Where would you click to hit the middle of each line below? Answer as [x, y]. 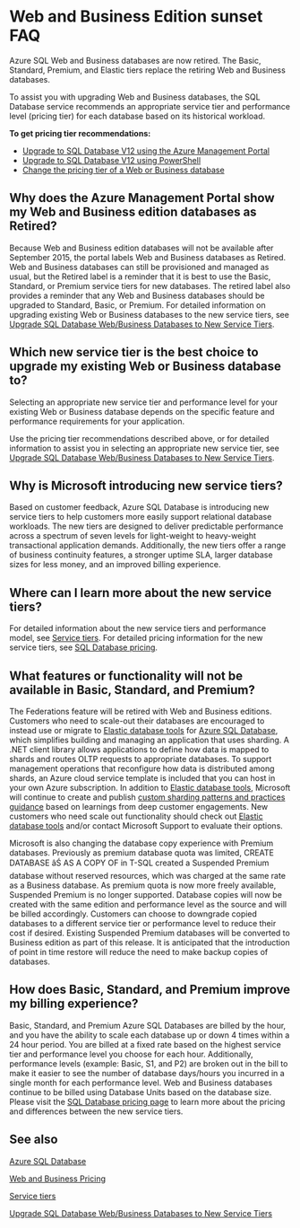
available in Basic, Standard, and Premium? [132, 690]
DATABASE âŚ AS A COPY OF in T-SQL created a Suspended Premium [139, 863]
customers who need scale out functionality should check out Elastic [136, 816]
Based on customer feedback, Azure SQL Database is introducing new [139, 507]
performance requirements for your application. [97, 421]
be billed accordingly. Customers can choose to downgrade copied [133, 914]
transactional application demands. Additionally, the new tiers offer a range [148, 546]
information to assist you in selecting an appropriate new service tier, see [144, 448]
